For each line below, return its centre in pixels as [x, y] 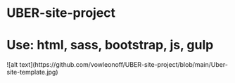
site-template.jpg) [32, 72]
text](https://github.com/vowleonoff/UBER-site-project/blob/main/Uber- [123, 65]
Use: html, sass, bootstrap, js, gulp [110, 45]
